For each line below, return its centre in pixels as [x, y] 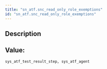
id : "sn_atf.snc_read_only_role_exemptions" [51, 14]
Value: [15, 50]
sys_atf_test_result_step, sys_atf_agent [47, 61]
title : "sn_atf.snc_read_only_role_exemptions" [54, 9]
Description [23, 34]
